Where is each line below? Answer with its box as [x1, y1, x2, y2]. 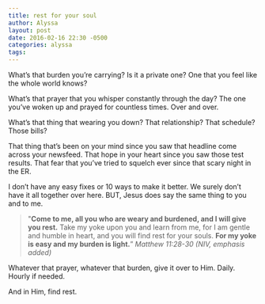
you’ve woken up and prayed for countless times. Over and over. [8, 102, 219, 112]
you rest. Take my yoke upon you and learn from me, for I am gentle [27, 222, 251, 232]
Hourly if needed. [8, 272, 66, 281]
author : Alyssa [8, 19, 59, 27]
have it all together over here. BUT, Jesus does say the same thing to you [8, 191, 247, 199]
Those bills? [8, 126, 47, 135]
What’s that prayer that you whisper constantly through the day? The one [8, 94, 247, 103]
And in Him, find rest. [8, 287, 78, 296]
